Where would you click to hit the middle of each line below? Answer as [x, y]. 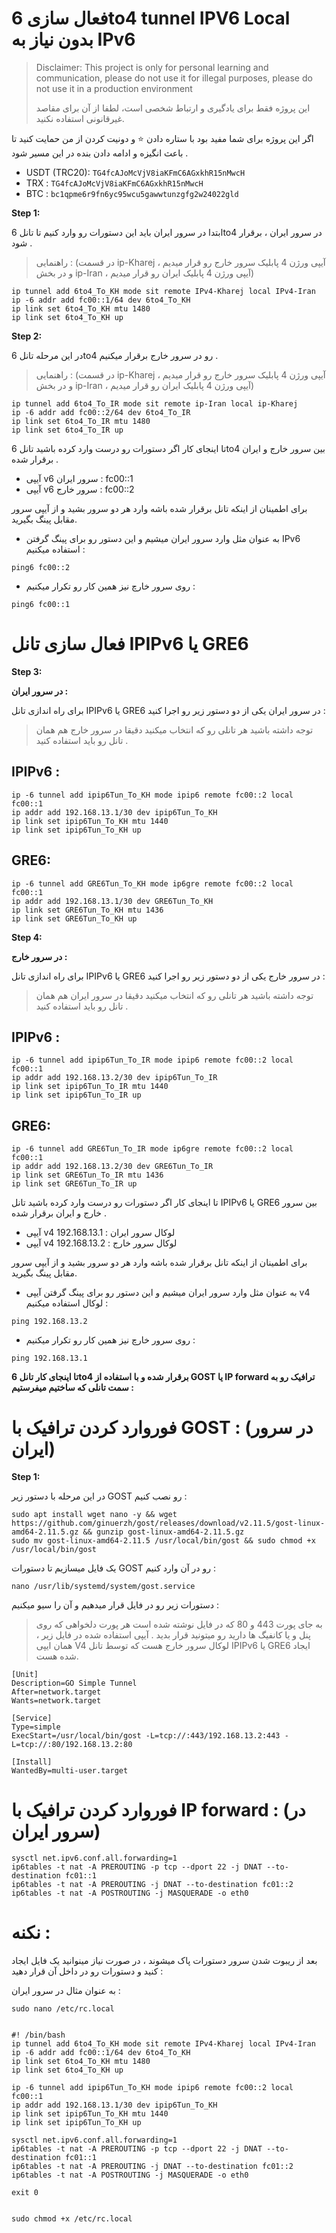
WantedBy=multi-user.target [70, 1771]
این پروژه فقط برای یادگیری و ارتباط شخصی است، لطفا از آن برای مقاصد [173, 108]
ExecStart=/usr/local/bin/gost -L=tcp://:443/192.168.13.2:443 [146, 1736]
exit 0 [25, 2192]
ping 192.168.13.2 [49, 1322]
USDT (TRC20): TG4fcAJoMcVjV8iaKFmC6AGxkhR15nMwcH [135, 172]
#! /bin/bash [38, 2035]
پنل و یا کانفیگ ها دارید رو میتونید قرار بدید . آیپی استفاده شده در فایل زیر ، [173, 1635]
